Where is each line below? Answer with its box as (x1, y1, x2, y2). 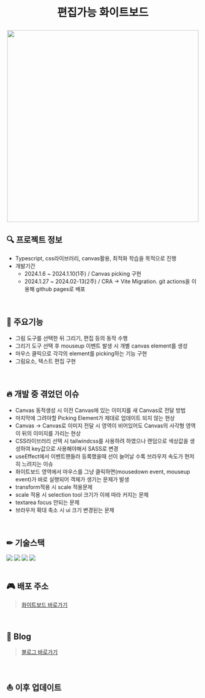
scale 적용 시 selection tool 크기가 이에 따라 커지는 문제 (15, 491, 149, 498)
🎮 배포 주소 (6, 581, 49, 591)
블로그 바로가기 (21, 648, 58, 656)
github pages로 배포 (35, 285, 86, 292)
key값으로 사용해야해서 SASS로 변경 (31, 444, 119, 452)
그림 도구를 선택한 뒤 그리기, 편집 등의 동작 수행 (15, 334, 128, 341)
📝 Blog (6, 631, 32, 642)
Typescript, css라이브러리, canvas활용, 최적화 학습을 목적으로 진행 (15, 255, 177, 262)
